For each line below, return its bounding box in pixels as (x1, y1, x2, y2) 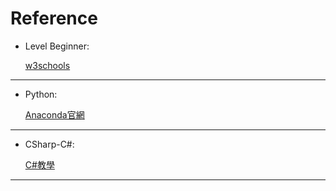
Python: (24, 88, 58, 100)
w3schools (24, 59, 71, 71)
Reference (10, 7, 98, 30)
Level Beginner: (24, 40, 90, 52)
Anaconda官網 (24, 108, 85, 121)
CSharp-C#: (24, 138, 75, 150)
